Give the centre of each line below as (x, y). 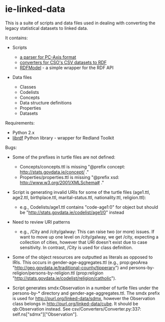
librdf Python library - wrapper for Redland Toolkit (63, 138)
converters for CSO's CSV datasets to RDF (63, 62)
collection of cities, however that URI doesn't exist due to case (83, 242)
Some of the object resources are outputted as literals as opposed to (82, 257)
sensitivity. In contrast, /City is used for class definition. (76, 247)
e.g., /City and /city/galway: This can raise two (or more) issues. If (87, 232)
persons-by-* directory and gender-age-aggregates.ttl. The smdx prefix (86, 293)
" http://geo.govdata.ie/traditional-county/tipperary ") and (70, 267)
